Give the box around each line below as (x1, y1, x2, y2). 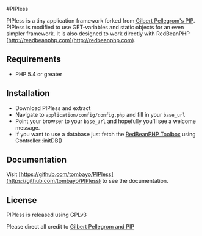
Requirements (6, 54, 61, 65)
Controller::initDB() (15, 137, 63, 144)
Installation (6, 88, 50, 98)
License (6, 195, 37, 205)
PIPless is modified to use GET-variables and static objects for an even (6, 24, 184, 31)
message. (15, 124, 40, 131)
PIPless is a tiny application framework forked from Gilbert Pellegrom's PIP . (6, 17, 195, 24)
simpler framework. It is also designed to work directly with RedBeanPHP (6, 30, 190, 37)
